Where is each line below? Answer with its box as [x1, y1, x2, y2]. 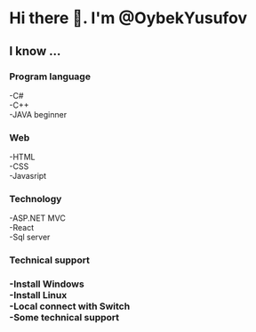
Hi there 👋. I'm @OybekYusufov [9, 8, 248, 28]
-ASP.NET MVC [9, 213, 67, 223]
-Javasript [9, 171, 47, 182]
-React [9, 223, 34, 233]
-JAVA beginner [9, 109, 68, 119]
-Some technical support [9, 312, 120, 324]
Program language [9, 70, 92, 83]
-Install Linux [9, 289, 68, 302]
